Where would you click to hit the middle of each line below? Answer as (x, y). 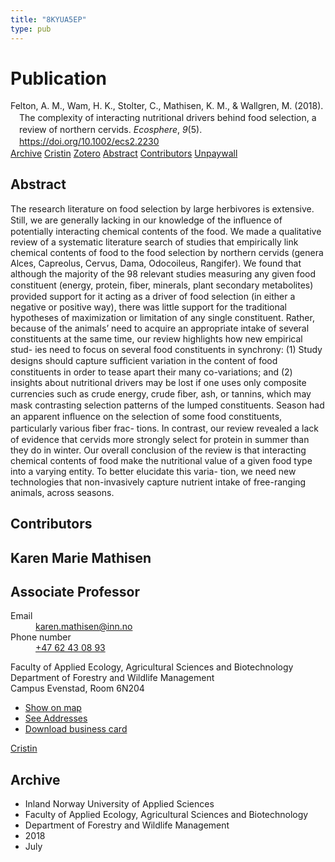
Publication (58, 78)
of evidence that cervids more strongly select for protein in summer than (160, 439)
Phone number (41, 637)
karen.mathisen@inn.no (84, 627)
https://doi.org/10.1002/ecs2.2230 (89, 142)
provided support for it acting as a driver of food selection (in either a (153, 296)
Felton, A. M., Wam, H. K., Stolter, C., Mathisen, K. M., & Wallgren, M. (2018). (167, 106)
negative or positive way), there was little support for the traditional (148, 307)
